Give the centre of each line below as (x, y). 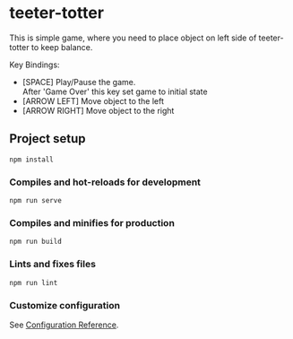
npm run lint (34, 282)
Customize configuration (65, 305)
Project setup (48, 139)
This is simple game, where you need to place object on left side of (133, 38)
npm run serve (36, 201)
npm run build (36, 242)
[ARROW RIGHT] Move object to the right (98, 110)
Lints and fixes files (53, 265)
